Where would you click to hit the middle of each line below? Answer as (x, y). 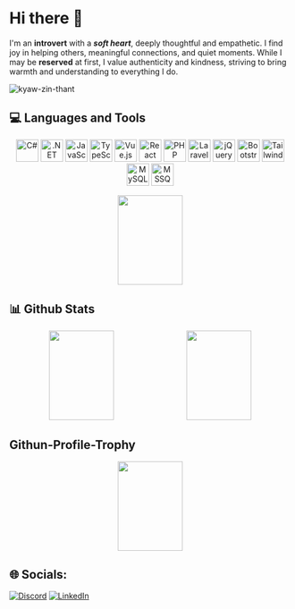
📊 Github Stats (52, 309)
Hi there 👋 (46, 18)
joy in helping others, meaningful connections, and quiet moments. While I (146, 52)
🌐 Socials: (38, 575)
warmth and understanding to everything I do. (94, 72)
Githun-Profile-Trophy (72, 445)
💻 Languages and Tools (77, 118)
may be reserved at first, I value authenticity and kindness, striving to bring (148, 62)
